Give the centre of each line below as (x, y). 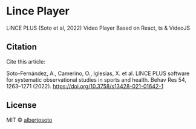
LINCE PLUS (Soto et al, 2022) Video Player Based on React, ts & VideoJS (98, 28)
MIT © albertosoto (29, 120)
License (21, 105)
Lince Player (38, 11)
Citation (22, 47)
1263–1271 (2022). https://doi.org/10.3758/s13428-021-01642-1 (85, 86)
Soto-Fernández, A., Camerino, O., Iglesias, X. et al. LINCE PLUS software (98, 73)
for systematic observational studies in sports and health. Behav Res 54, (96, 79)
